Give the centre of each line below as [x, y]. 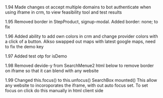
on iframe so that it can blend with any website [52, 71]
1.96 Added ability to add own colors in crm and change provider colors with [81, 36]
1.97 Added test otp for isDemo [36, 56]
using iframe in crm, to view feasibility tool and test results [63, 12]
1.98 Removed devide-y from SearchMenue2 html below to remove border [80, 66]
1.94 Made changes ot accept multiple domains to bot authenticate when [78, 7]
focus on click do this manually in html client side [54, 90]
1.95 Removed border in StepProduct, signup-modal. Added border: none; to [81, 22]
